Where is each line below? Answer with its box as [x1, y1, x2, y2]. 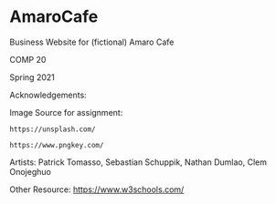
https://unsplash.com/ [9, 125, 96, 134]
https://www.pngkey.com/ [9, 140, 104, 149]
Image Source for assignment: [9, 107, 123, 117]
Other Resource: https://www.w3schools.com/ [9, 184, 185, 195]
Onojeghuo [9, 166, 52, 177]
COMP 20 [9, 54, 47, 65]
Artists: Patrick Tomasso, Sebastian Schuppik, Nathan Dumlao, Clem [9, 157, 268, 168]
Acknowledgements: [9, 89, 87, 100]
